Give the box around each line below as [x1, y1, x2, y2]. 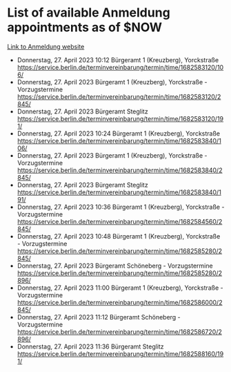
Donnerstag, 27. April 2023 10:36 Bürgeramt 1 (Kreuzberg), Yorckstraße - [17, 203, 225, 211]
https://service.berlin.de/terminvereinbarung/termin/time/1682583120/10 [17, 63, 224, 71]
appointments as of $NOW [7, 19, 163, 35]
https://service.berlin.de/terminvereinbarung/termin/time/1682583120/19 [17, 114, 224, 122]
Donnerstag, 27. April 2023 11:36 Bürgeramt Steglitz [17, 342, 164, 351]
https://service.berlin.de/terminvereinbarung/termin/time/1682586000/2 [17, 298, 223, 306]
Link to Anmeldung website [7, 42, 85, 50]
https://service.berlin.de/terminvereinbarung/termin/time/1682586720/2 [17, 327, 222, 336]
